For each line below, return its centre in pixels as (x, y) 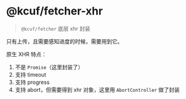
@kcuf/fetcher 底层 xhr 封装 (56, 28)
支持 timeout (30, 74)
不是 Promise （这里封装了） (49, 67)
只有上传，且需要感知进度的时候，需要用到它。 (64, 41)
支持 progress (32, 82)
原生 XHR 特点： (27, 54)
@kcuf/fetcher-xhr (55, 11)
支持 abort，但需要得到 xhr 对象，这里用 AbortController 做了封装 (97, 89)
